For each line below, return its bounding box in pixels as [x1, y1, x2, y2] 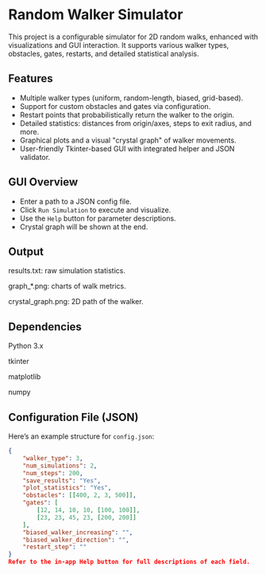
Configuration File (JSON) [8, 410, 139, 424]
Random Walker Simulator [8, 6, 183, 24]
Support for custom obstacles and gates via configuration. [19, 101, 211, 111]
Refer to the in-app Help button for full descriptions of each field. [8, 558, 250, 566]
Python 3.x [8, 341, 44, 351]
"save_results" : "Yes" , [22, 476, 102, 485]
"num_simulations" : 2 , [22, 462, 98, 470]
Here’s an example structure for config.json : [8, 431, 155, 441]
